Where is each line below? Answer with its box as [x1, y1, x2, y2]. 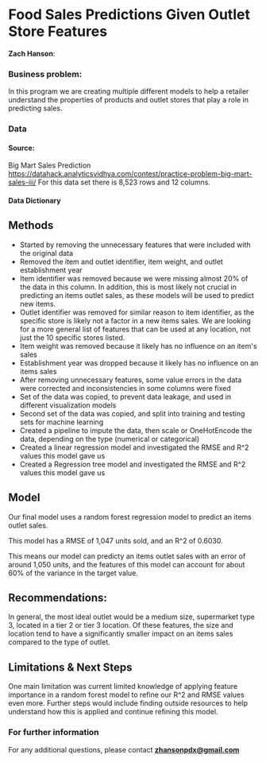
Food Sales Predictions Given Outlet [8, 6, 250, 24]
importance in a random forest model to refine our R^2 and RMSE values [8, 690, 245, 700]
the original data [19, 248, 74, 257]
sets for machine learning [19, 417, 104, 427]
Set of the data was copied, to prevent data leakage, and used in [19, 392, 232, 401]
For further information [8, 727, 99, 738]
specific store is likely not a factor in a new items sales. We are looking [19, 315, 252, 325]
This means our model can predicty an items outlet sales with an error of [8, 551, 246, 561]
